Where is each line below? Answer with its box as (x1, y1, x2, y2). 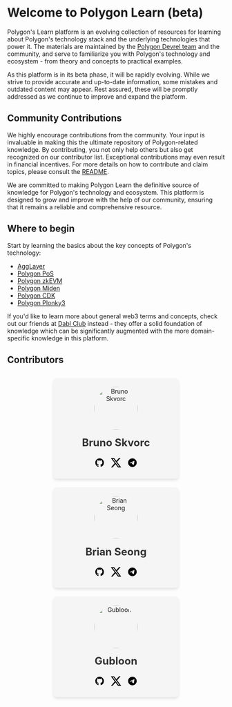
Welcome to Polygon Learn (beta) (7, 5, 204, 21)
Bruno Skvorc (81, 436, 151, 449)
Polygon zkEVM (17, 276, 63, 284)
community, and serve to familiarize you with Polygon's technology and (7, 50, 211, 58)
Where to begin (7, 223, 75, 235)
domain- (191, 327, 215, 335)
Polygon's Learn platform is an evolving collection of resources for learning (7, 28, 222, 36)
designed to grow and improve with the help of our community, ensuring (7, 195, 213, 204)
